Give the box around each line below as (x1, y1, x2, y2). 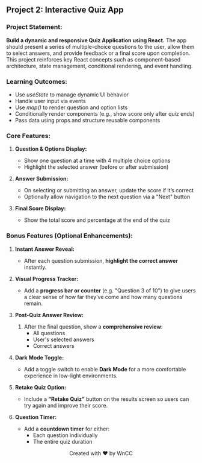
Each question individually (32, 431, 98, 439)
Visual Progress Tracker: (14, 275, 79, 282)
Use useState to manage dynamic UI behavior (14, 90, 129, 98)
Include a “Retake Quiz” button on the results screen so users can (23, 395, 189, 403)
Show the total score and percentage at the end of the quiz (23, 216, 170, 224)
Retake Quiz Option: (14, 383, 67, 391)
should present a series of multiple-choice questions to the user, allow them (6, 43, 195, 50)
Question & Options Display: (14, 145, 87, 153)
